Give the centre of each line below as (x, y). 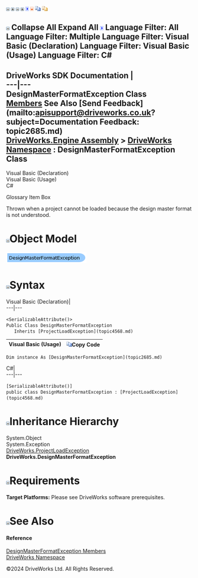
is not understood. (28, 215)
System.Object (24, 438)
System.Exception (28, 445)
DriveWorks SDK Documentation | (70, 76)
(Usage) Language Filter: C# (59, 55)
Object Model (43, 239)
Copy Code (86, 344)
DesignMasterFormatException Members (56, 551)
